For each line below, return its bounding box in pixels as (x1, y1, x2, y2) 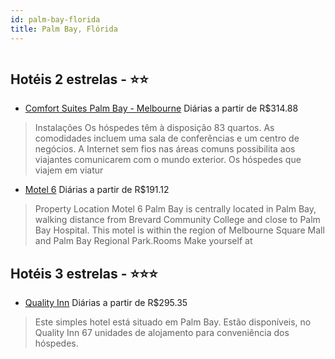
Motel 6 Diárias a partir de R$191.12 (24, 184, 170, 196)
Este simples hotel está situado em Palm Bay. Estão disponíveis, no (34, 316, 312, 328)
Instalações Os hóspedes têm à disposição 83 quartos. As (34, 122, 275, 134)
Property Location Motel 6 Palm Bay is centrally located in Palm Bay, (34, 203, 317, 215)
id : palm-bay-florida (10, 14, 101, 25)
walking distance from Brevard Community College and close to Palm (34, 214, 321, 226)
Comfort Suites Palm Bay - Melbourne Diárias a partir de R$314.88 (24, 102, 299, 115)
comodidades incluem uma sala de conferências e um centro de (34, 132, 300, 145)
